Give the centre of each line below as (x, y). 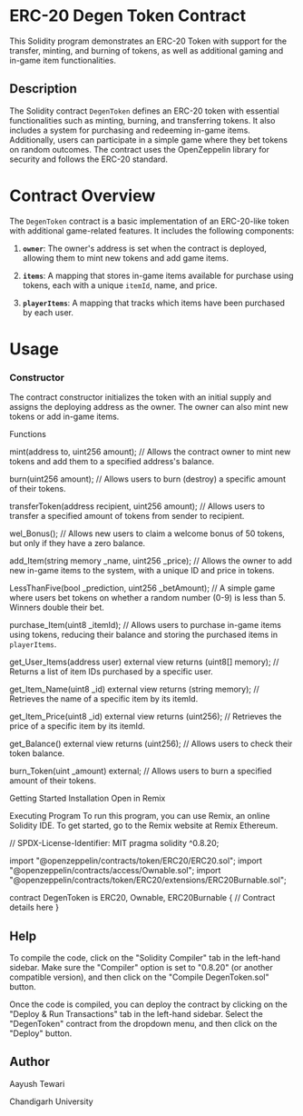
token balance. (37, 753)
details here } (34, 907)
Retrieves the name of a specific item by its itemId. (104, 699)
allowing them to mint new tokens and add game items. (126, 258)
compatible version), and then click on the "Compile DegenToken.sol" (139, 977)
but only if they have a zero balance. (78, 543)
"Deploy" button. (41, 1033)
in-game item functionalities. (63, 60)
